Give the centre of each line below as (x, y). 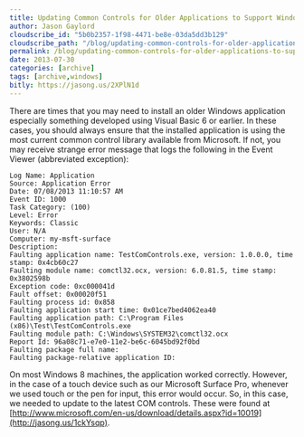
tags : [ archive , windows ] (56, 77)
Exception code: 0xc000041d (62, 286)
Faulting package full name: (64, 349)
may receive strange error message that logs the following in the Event (141, 149)
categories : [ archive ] (52, 69)
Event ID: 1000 (38, 199)
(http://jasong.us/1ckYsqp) (59, 423)
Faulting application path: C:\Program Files (96, 318)
